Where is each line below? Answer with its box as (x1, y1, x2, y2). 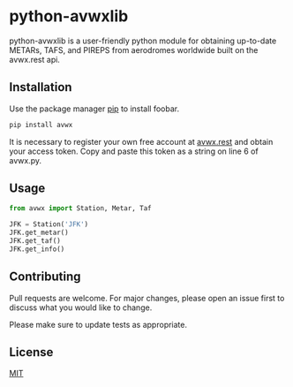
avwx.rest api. (9, 54, 60, 64)
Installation (9, 80, 72, 95)
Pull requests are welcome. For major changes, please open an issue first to (9, 292, 285, 303)
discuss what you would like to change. (9, 302, 153, 313)
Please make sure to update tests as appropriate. (9, 319, 188, 330)
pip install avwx (9, 120, 73, 129)
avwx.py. (9, 155, 42, 165)
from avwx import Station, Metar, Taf (9, 204, 152, 213)
